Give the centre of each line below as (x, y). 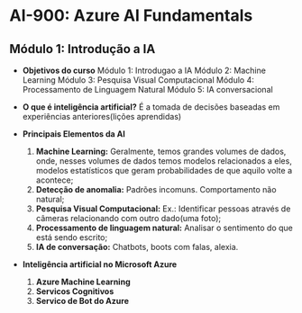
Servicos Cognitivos (75, 291)
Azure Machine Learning (83, 282)
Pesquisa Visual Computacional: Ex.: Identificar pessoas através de (163, 209)
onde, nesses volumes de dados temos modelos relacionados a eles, (164, 161)
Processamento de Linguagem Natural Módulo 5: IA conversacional (147, 89)
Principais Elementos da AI (74, 134)
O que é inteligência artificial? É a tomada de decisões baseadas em (151, 107)
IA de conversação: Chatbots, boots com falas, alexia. (137, 247)
